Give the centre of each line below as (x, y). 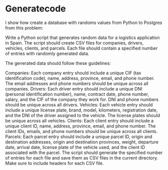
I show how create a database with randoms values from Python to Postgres (84, 22)
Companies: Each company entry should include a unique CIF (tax (73, 72)
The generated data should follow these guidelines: (58, 63)
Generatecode (35, 9)
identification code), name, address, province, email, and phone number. (80, 78)
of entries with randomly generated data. (47, 53)
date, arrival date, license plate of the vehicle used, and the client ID (75, 147)
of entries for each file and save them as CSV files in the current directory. (82, 157)
